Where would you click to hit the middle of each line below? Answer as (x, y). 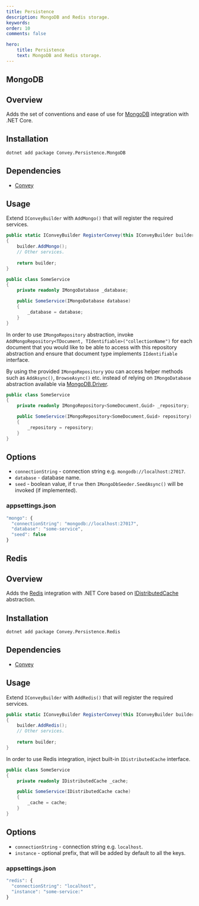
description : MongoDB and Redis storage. (58, 17)
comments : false (26, 34)
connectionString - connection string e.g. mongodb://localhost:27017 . (100, 471)
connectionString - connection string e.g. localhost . (79, 847)
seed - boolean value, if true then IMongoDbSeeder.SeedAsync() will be (99, 484)
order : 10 (18, 28)
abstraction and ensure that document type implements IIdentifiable (92, 353)
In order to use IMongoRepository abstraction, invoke (70, 334)
